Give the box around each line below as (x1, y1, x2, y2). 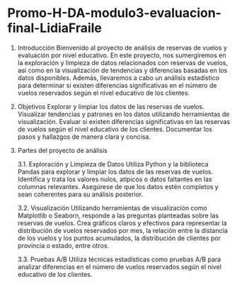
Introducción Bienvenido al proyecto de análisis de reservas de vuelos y (17, 43, 228, 52)
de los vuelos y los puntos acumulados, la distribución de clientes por (17, 234, 221, 242)
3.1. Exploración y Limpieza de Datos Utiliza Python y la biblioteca (17, 159, 209, 168)
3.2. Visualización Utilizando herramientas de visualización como (17, 203, 207, 212)
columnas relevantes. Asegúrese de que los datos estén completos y (17, 182, 219, 191)
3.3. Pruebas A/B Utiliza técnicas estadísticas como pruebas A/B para (17, 255, 221, 263)
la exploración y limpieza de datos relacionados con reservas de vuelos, (17, 58, 229, 67)
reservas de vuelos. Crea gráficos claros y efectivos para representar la (17, 218, 228, 227)
